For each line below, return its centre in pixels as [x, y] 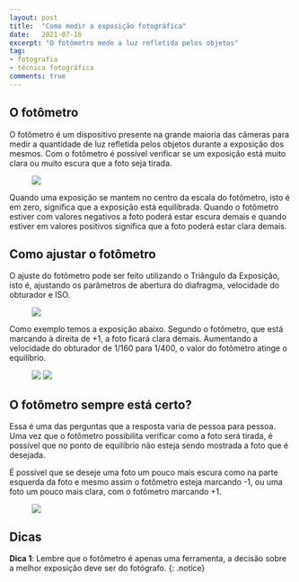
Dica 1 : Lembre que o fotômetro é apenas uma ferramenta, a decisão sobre [148, 558]
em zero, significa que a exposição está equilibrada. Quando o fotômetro [144, 207]
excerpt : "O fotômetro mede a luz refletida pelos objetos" [124, 43]
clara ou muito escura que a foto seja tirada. [91, 163]
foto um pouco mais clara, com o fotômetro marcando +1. [115, 492]
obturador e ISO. [40, 295]
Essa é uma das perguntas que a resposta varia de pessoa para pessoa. [143, 426]
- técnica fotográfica [52, 68]
